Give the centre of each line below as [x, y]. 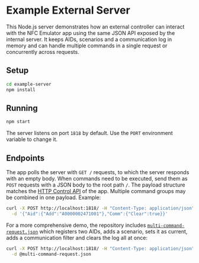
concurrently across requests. [43, 52]
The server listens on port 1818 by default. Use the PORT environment [89, 133]
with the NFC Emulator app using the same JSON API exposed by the [91, 33]
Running [22, 108]
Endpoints [25, 158]
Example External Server [68, 10]
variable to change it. [32, 139]
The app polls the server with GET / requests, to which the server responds [98, 172]
